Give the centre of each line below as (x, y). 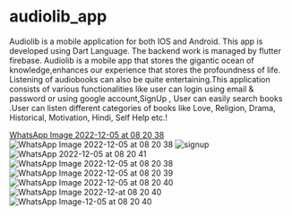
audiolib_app (58, 17)
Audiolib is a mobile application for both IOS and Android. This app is (136, 41)
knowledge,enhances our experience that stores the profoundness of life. (145, 70)
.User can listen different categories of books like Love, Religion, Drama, (142, 108)
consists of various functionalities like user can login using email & (132, 89)
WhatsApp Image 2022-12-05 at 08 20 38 (87, 134)
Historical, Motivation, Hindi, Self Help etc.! (89, 117)
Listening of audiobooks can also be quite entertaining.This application (140, 79)
